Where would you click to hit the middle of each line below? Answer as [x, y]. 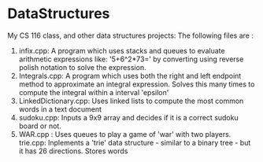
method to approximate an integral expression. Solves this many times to [137, 84]
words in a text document [60, 109]
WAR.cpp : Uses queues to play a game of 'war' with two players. [125, 134]
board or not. [40, 126]
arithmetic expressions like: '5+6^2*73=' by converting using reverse [131, 59]
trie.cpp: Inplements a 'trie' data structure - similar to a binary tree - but [135, 142]
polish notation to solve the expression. [82, 67]
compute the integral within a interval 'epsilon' [94, 92]
